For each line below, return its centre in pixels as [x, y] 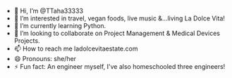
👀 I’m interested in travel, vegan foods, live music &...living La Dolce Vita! [120, 18]
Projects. [27, 41]
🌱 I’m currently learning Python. [60, 26]
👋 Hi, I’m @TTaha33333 [48, 11]
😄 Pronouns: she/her [45, 59]
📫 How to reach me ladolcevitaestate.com [76, 48]
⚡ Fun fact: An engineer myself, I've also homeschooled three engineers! [120, 66]
